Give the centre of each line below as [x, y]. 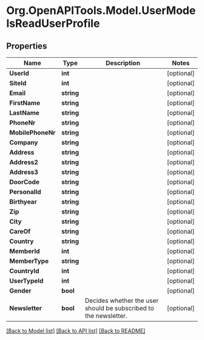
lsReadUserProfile [53, 23]
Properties [27, 46]
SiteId [18, 83]
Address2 [24, 162]
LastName [24, 113]
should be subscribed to [119, 308]
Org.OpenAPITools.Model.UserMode [101, 11]
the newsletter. [106, 316]
